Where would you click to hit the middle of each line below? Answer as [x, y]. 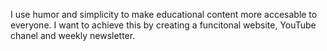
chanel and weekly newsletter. [73, 35]
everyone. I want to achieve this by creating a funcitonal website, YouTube [163, 25]
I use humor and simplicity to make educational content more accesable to [164, 14]
